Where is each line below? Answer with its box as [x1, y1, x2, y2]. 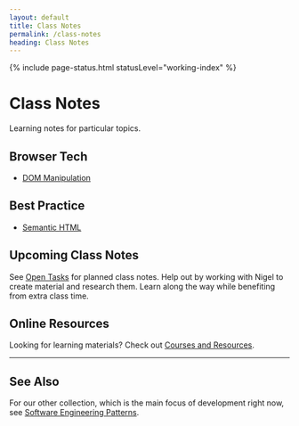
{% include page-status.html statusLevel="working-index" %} [9, 62, 238, 73]
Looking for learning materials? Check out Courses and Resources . [9, 340, 255, 350]
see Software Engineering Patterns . [9, 407, 140, 418]
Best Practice [9, 198, 85, 214]
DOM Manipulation [21, 173, 92, 183]
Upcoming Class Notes [9, 248, 140, 263]
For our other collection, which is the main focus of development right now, [9, 397, 285, 408]
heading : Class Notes [9, 37, 90, 47]
